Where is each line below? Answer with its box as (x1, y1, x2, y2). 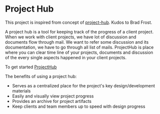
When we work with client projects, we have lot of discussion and (5, 34, 137, 40)
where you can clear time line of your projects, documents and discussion (5, 49, 153, 55)
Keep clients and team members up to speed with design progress (12, 103, 145, 109)
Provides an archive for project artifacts (12, 98, 91, 104)
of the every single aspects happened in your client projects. (5, 54, 126, 60)
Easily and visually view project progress (12, 93, 94, 99)
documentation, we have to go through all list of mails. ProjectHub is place (5, 44, 154, 50)
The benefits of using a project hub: (5, 73, 77, 79)
